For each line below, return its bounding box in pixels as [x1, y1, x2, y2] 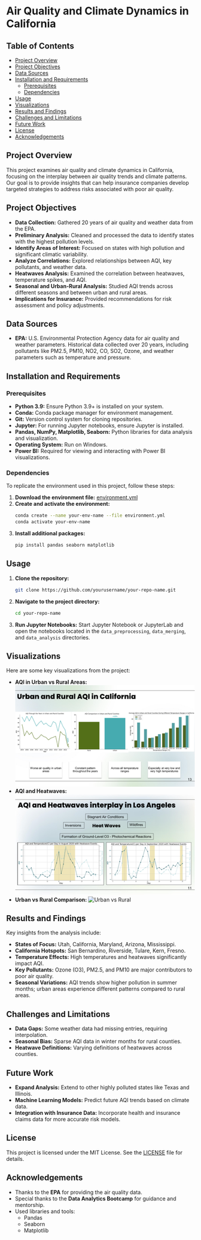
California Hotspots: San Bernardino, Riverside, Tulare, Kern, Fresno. [14, 947, 186, 954]
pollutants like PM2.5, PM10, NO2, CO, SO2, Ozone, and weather [14, 348, 174, 355]
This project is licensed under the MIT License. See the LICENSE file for [6, 1149, 183, 1156]
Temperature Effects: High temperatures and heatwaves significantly [14, 954, 187, 961]
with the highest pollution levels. [14, 238, 95, 245]
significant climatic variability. [14, 251, 89, 258]
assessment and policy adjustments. [14, 301, 105, 309]
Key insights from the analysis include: [6, 929, 101, 936]
